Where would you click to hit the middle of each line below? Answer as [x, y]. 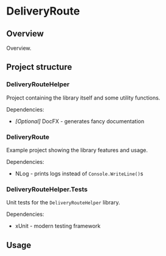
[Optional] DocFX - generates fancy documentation [80, 121]
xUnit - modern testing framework [58, 226]
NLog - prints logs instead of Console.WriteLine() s [79, 173]
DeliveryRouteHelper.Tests [47, 189]
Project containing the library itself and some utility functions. [83, 98]
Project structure [39, 67]
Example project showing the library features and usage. [77, 150]
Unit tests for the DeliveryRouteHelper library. [63, 203]
